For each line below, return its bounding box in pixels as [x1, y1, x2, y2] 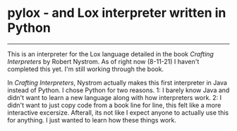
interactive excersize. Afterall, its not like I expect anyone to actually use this [7, 108, 229, 117]
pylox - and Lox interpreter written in [7, 5, 226, 21]
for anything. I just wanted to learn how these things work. [7, 116, 177, 124]
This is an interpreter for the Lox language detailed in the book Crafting [7, 49, 214, 58]
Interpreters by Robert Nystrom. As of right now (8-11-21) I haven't [7, 57, 200, 65]
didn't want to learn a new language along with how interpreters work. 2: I [7, 93, 222, 101]
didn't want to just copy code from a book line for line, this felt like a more [7, 101, 221, 109]
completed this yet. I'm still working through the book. [7, 65, 164, 73]
